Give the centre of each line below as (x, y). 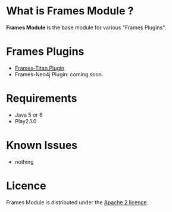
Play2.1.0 (26, 121)
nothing (24, 161)
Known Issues (42, 145)
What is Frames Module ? (70, 11)
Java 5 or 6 (29, 115)
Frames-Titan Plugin (40, 68)
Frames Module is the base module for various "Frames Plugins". (86, 27)
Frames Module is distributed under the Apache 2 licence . (77, 202)
